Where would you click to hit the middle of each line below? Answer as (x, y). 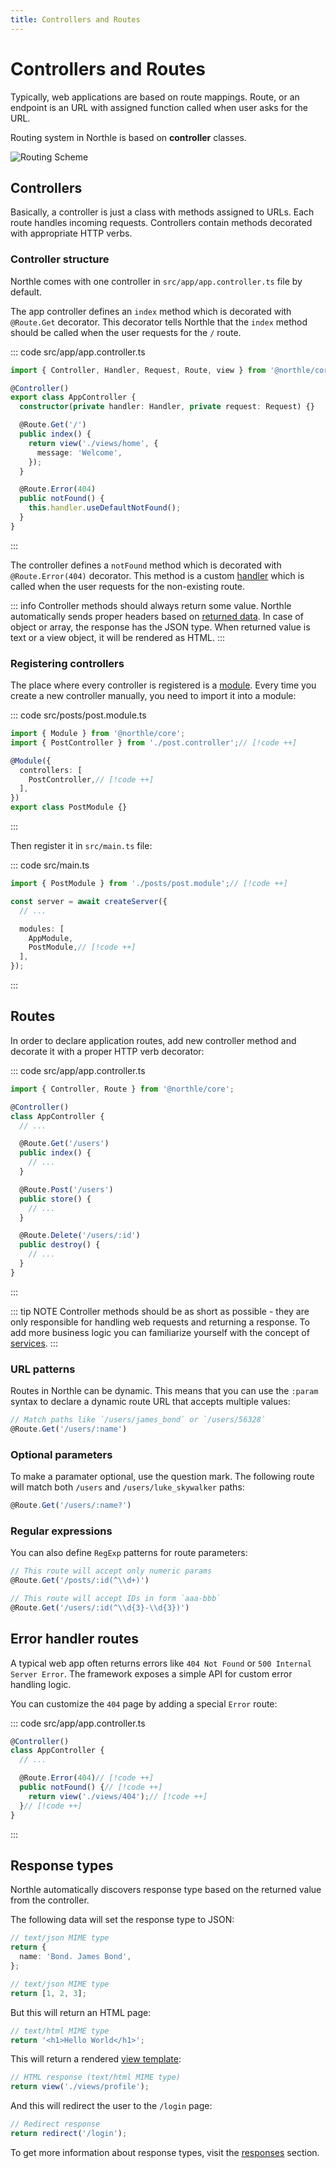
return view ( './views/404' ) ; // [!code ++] (118, 1796)
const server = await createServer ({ (89, 901)
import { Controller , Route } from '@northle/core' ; (122, 1089)
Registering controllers (67, 663)
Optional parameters (61, 1454)
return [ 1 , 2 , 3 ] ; (48, 1993)
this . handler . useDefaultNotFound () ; (105, 508)
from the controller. (50, 1900)
